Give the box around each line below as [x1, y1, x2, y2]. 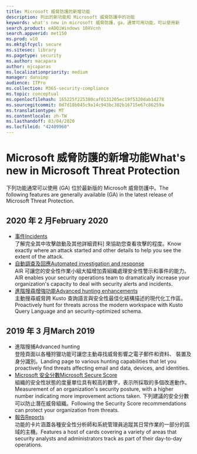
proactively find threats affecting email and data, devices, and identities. [14, 364, 190, 371]
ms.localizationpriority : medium [6, 69, 88, 75]
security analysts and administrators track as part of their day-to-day [14, 435, 182, 442]
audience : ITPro [6, 80, 46, 86]
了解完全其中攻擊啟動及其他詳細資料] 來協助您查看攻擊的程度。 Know [14, 240, 182, 247]
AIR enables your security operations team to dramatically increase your [14, 274, 190, 281]
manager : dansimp [6, 74, 49, 80]
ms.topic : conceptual [6, 91, 59, 97]
